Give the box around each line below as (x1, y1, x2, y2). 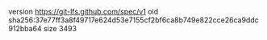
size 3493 (43, 24, 77, 33)
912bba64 (8, 24, 42, 33)
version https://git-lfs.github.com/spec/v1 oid (8, 7, 159, 16)
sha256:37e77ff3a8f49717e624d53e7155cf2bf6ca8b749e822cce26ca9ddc (8, 15, 260, 25)
